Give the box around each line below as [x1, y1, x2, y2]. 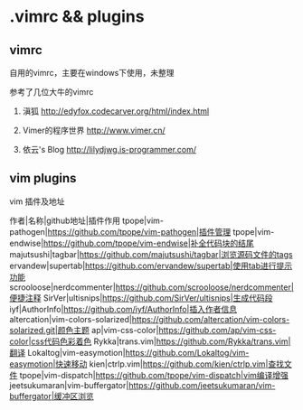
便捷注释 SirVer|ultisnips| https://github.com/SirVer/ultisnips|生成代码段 [9, 292, 273, 303]
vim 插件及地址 [9, 196, 65, 207]
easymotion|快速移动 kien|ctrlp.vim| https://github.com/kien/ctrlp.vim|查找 [9, 359, 285, 369]
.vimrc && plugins [9, 6, 145, 27]
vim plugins [9, 171, 77, 186]
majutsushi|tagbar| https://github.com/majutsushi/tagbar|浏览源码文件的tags [9, 248, 293, 259]
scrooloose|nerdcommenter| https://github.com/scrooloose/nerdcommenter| [9, 282, 294, 293]
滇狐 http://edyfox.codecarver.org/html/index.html [22, 106, 210, 116]
